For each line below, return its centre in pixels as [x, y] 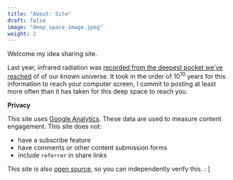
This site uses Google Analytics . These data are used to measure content [114, 118]
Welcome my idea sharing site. [52, 54]
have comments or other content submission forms [92, 147]
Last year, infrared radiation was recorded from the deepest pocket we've [115, 67]
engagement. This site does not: [54, 126]
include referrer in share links [62, 155]
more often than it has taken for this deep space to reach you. [98, 91]
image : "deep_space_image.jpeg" [55, 27]
